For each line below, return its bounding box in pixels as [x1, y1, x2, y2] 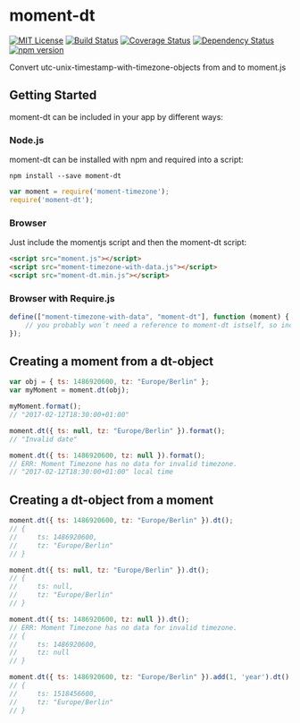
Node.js [9, 133, 45, 146]
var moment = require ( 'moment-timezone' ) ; [9, 187, 170, 197]
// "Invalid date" [9, 435, 78, 444]
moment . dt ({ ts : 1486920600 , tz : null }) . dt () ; [9, 615, 190, 624]
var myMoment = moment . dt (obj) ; [9, 386, 129, 395]
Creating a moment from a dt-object [9, 354, 214, 370]
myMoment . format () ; [9, 402, 82, 412]
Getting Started [9, 88, 97, 103]
